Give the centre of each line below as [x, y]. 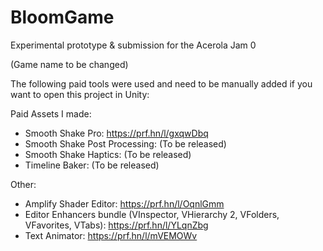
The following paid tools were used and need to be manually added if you [161, 83]
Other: [23, 184]
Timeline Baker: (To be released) [92, 165]
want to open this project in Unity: [80, 94]
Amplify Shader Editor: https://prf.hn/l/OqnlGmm [124, 203]
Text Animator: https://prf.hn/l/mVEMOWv [111, 235]
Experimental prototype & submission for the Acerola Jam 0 [133, 45]
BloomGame [62, 17]
